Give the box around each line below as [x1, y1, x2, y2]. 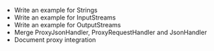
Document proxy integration [13, 36, 96, 44]
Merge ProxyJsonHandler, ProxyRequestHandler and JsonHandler [13, 28, 208, 36]
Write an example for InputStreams [13, 13, 116, 22]
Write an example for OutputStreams [13, 21, 121, 29]
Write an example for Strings [13, 6, 98, 14]
